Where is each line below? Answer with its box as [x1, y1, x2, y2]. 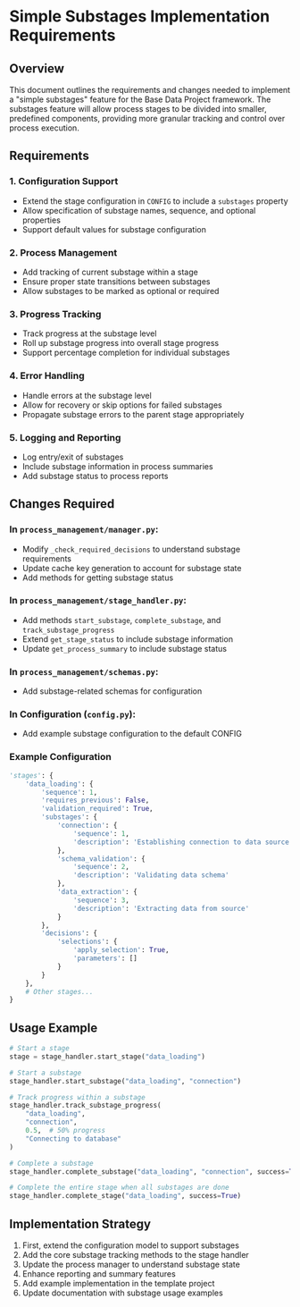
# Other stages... [25, 987, 94, 996]
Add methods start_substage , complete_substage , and [21, 614, 221, 625]
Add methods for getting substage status [21, 572, 174, 583]
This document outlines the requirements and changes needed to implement [9, 85, 291, 95]
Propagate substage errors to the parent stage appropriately [21, 409, 245, 419]
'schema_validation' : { [56, 854, 146, 864]
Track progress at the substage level [21, 328, 157, 339]
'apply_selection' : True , [72, 946, 170, 955]
